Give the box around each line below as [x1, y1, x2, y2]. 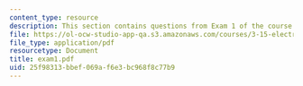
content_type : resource [9, 13, 99, 22]
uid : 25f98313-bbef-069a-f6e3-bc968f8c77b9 [9, 64, 176, 73]
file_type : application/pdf [9, 38, 115, 47]
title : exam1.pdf [9, 55, 75, 64]
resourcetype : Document [9, 47, 99, 56]
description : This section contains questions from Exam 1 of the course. [9, 21, 297, 30]
